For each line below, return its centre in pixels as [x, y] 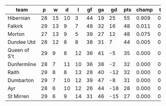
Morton [16, 34]
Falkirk [15, 26]
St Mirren [18, 96]
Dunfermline [22, 64]
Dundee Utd [21, 42]
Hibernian [19, 18]
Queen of [19, 50]
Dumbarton [21, 80]
